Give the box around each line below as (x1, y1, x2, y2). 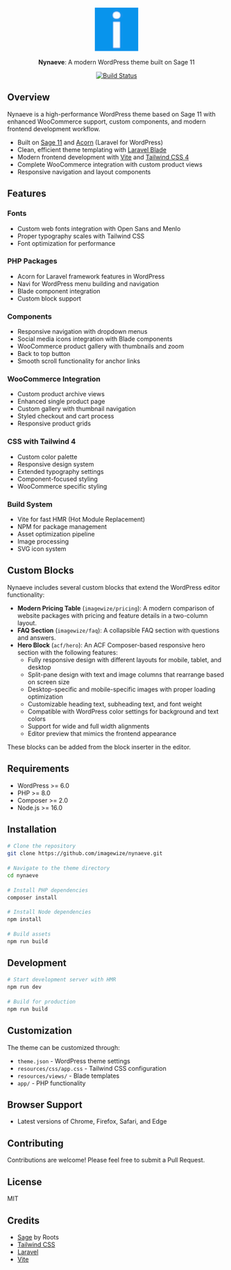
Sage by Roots (17, 1233, 59, 1241)
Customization (7, 1025, 73, 1037)
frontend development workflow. (7, 124, 101, 133)
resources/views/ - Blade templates (17, 1072, 120, 1080)
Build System (7, 499, 53, 509)
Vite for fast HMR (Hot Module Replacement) (17, 515, 146, 523)
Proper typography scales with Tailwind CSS (17, 232, 145, 240)
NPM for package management (17, 522, 108, 531)
